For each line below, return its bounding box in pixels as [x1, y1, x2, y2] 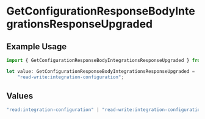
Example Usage [6, 41, 67, 52]
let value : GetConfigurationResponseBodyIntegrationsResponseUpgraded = [6, 68, 195, 74]
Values [6, 91, 34, 101]
